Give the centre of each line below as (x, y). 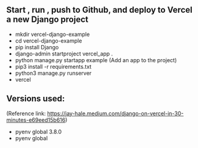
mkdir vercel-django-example (52, 34)
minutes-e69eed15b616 (36, 120)
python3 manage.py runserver (53, 73)
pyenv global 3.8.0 (38, 132)
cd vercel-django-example (48, 41)
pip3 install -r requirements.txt (53, 66)
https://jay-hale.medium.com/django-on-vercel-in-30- (115, 113)
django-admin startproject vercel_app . (64, 54)
